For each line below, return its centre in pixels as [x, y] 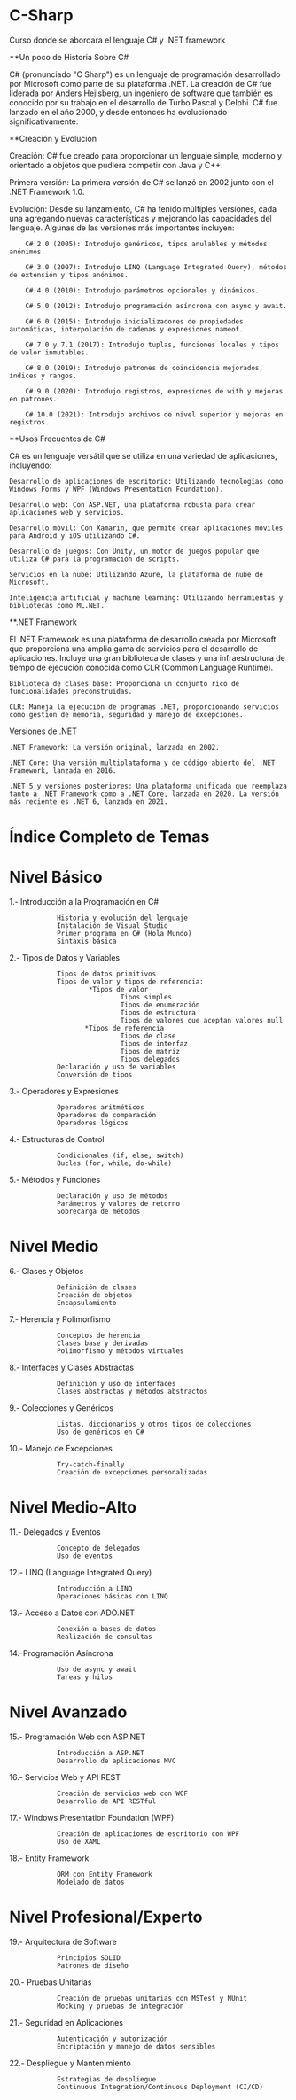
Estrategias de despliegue [106, 2079]
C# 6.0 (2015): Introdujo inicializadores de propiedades [134, 321]
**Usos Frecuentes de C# [58, 439]
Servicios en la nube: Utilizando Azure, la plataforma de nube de [136, 574]
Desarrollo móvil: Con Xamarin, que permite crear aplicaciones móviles [146, 528]
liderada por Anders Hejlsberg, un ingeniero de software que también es [141, 93]
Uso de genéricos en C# [100, 1432]
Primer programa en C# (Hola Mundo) [124, 934]
